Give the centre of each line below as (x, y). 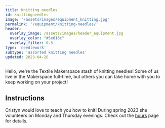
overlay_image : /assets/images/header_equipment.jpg (67, 33)
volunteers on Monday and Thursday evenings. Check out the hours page (82, 116)
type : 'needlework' (26, 48)
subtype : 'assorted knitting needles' (46, 52)
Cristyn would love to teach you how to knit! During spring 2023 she (76, 110)
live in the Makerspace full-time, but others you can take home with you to (83, 77)
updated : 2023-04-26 (27, 57)
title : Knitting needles (31, 10)
